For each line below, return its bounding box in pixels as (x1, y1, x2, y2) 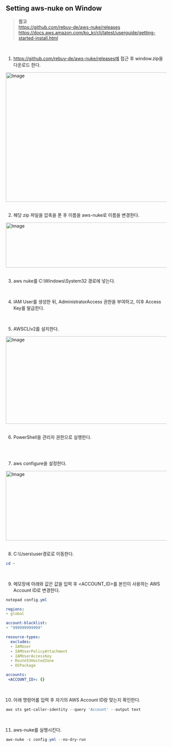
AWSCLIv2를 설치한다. (13, 326, 59, 332)
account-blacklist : (6, 621, 47, 626)
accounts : (6, 672, 27, 677)
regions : (6, 606, 24, 612)
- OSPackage (10, 663, 36, 668)
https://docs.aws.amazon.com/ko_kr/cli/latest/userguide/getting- (18, 29, 156, 35)
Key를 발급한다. (13, 305, 45, 311)
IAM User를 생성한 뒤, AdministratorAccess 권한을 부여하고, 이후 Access (13, 299, 161, 305)
